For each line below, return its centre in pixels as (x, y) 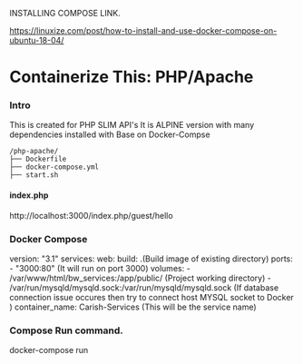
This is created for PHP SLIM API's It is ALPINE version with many (132, 125)
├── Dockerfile (38, 159)
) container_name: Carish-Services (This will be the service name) (133, 307)
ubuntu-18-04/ (37, 40)
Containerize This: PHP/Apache (132, 77)
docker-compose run (49, 350)
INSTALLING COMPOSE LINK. (65, 13)
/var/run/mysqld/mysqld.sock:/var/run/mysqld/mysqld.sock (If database (144, 287)
